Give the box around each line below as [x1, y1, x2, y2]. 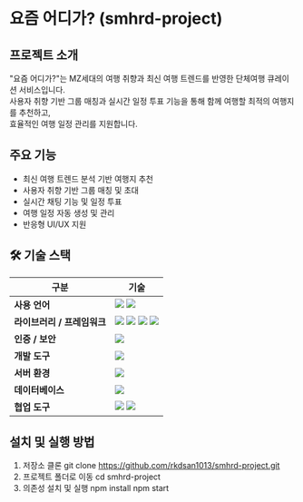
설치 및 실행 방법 [9, 435, 95, 450]
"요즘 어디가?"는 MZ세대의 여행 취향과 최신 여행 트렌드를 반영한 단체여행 [9, 74, 266, 84]
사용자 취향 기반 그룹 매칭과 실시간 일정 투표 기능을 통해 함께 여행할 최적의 [9, 96, 270, 106]
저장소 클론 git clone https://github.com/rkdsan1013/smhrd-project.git [22, 460, 280, 471]
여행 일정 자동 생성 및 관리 [22, 207, 115, 218]
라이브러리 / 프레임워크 [14, 315, 107, 328]
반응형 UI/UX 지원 [22, 219, 87, 230]
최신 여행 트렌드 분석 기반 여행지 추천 [22, 173, 154, 184]
